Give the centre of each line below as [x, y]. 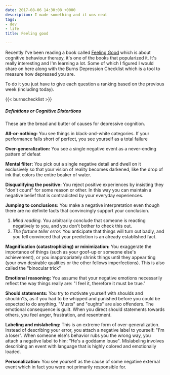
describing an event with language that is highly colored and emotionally [81, 346]
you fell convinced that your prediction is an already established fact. [84, 236]
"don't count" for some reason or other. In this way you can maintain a [78, 190]
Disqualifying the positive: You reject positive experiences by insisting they [84, 184]
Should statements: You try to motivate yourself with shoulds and [74, 293]
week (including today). [30, 89]
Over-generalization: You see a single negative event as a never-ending [81, 148]
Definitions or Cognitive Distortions [43, 111]
